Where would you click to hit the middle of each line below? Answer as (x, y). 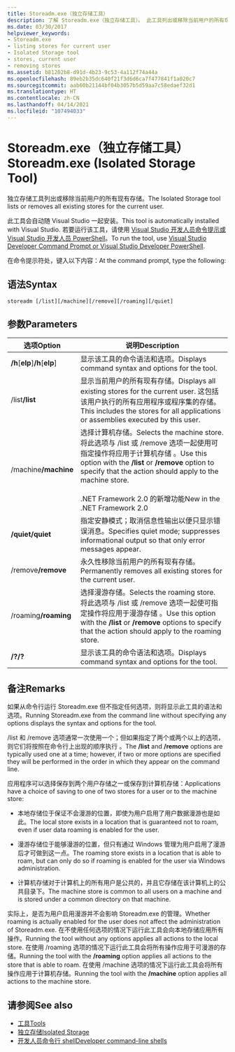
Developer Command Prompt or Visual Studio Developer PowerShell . (106, 246)
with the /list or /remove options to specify (151, 623)
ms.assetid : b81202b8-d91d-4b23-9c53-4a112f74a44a (83, 72)
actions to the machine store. (49, 981)
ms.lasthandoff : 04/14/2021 (48, 105)
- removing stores (34, 66)
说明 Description (152, 345)
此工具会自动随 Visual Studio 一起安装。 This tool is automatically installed (113, 220)
